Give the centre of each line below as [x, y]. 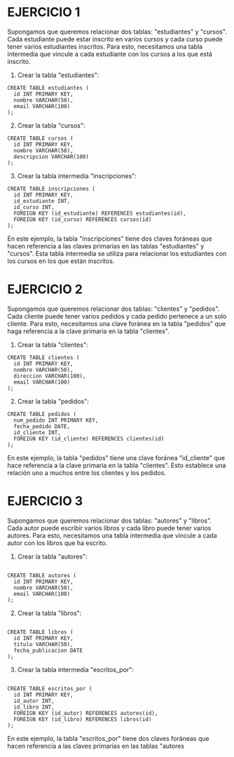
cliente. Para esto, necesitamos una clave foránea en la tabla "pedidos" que [117, 323]
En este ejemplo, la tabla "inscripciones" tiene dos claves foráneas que [110, 239]
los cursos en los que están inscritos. [61, 261]
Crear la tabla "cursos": [51, 125]
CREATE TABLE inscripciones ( [51, 189]
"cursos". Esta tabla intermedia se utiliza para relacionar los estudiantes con [117, 253]
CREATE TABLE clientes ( [43, 357]
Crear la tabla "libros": [49, 613]
